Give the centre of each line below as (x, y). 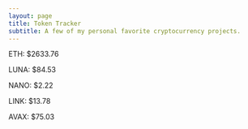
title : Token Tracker (45, 24)
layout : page (30, 16)
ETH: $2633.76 (34, 54)
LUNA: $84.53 (32, 70)
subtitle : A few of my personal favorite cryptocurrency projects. (125, 31)
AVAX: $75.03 (32, 117)
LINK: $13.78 (30, 101)
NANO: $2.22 (31, 85)
